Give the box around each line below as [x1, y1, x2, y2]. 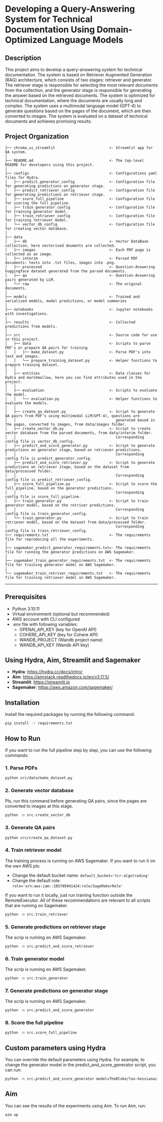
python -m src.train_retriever [5, 912, 68, 917]
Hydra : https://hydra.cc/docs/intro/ [12, 669, 83, 675]
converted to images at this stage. [5, 803, 73, 809]
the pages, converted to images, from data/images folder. [5, 422, 127, 427]
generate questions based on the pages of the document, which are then [5, 108, 151, 114]
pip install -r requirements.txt [5, 721, 73, 726]
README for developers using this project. [5, 162, 95, 167]
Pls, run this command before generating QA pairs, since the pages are [5, 798, 147, 804]
